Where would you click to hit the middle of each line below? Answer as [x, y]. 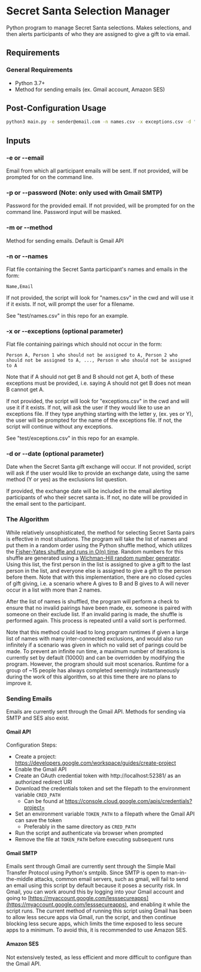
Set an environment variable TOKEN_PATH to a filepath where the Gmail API [105, 814]
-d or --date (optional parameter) [55, 454]
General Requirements [39, 70]
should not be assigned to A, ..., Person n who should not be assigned [99, 361]
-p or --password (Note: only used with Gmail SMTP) [84, 192]
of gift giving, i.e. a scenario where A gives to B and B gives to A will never [98, 583]
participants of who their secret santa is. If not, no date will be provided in [97, 497]
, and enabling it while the [158, 905]
